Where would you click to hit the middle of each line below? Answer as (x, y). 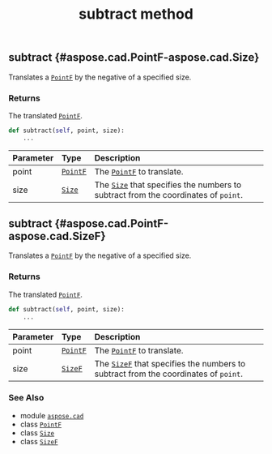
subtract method (136, 14)
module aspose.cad (52, 415)
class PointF (41, 424)
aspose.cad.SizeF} (57, 236)
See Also (26, 398)
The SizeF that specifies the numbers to (170, 363)
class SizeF (39, 441)
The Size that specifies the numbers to (168, 185)
